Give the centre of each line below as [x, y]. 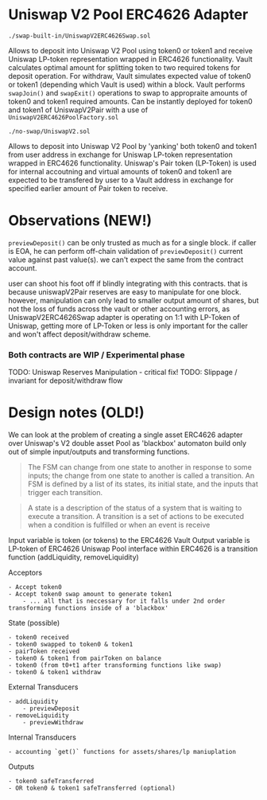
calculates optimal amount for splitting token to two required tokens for [124, 67]
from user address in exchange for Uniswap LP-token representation [120, 154]
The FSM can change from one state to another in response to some [139, 467]
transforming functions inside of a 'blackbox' [89, 608]
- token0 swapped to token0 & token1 [71, 645]
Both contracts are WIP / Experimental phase [97, 354]
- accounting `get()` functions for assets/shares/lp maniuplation [122, 752]
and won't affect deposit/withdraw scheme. [79, 334]
